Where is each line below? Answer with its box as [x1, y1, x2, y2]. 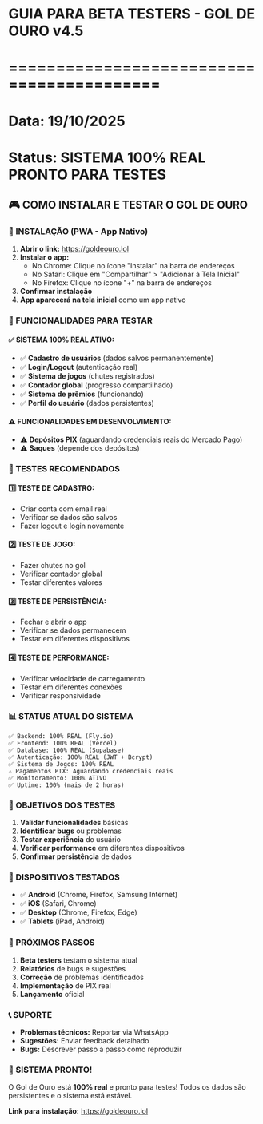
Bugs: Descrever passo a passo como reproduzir [19, 1044, 182, 1054]
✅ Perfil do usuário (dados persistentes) [19, 398, 154, 407]
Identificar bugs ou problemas [19, 826, 122, 836]
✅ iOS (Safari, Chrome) [19, 899, 98, 908]
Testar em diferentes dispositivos [19, 634, 130, 644]
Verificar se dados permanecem [19, 626, 126, 635]
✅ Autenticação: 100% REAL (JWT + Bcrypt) [8, 753, 153, 761]
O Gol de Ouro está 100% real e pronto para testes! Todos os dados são [8, 1082, 246, 1092]
